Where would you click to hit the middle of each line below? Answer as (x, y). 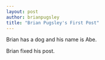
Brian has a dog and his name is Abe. (52, 40)
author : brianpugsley (33, 17)
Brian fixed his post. (31, 51)
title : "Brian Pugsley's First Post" (53, 23)
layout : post (22, 12)
